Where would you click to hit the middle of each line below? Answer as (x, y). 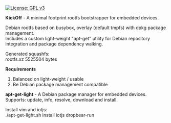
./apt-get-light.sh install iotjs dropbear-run (50, 115)
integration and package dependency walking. (54, 44)
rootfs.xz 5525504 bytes (31, 59)
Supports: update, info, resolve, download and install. (61, 100)
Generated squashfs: (27, 54)
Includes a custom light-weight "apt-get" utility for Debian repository (78, 39)
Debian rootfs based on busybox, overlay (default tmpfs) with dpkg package (86, 28)
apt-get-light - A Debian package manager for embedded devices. (76, 94)
